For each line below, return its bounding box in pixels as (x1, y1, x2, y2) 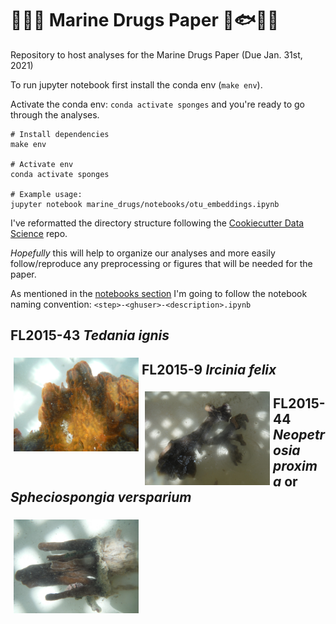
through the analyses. (10, 108, 100, 121)
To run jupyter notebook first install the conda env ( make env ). (10, 78, 263, 91)
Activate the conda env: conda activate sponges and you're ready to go (10, 98, 305, 110)
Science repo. (10, 227, 68, 239)
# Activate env (10, 159, 74, 169)
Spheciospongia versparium (10, 489, 192, 506)
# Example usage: (10, 189, 83, 199)
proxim (273, 458, 318, 475)
